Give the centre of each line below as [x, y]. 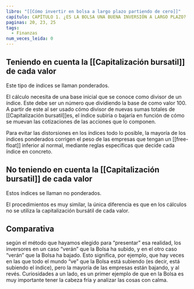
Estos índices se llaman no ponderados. [54, 193]
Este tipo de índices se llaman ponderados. [58, 85]
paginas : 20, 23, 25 [31, 22]
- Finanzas [24, 33]
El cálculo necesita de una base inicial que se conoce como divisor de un [94, 96]
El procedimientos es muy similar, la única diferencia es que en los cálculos [96, 204]
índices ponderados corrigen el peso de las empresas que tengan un [89, 139]
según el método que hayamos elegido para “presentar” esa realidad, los [94, 243]
